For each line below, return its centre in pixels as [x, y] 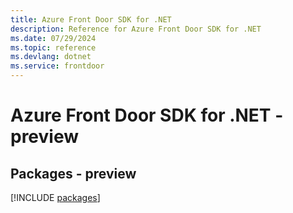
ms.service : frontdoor [57, 66]
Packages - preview [73, 173]
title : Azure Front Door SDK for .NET [91, 19]
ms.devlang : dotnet [51, 57]
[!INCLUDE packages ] [55, 197]
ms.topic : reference [53, 47]
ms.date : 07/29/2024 [53, 38]
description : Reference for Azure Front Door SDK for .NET [136, 29]
